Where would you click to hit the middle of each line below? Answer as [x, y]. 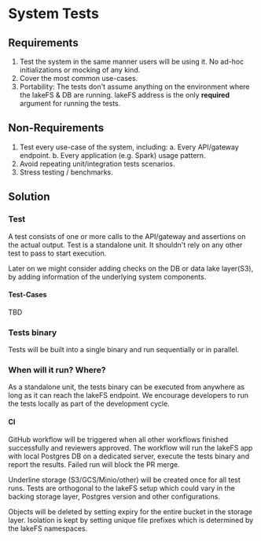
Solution [29, 197]
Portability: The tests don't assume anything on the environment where [134, 86]
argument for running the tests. [70, 103]
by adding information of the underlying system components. [107, 277]
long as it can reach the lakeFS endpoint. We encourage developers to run [129, 396]
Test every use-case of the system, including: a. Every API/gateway [129, 147]
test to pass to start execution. [57, 253]
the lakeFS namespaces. [48, 528]
